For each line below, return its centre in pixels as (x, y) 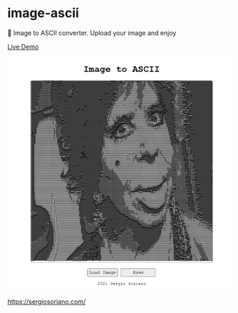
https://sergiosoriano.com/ (47, 302)
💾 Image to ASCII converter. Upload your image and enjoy (92, 33)
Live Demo (23, 46)
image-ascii (43, 13)
